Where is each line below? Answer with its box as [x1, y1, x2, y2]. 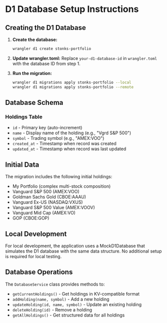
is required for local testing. [5, 253, 62, 259]
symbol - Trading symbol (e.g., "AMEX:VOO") [12, 135, 104, 141]
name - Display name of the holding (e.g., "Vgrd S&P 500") [12, 130, 131, 136]
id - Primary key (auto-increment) [12, 125, 82, 131]
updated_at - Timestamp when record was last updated [12, 146, 126, 152]
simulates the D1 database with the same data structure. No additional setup [5, 248, 162, 254]
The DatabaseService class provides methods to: [5, 281, 105, 287]
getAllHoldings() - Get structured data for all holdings [12, 312, 125, 318]
